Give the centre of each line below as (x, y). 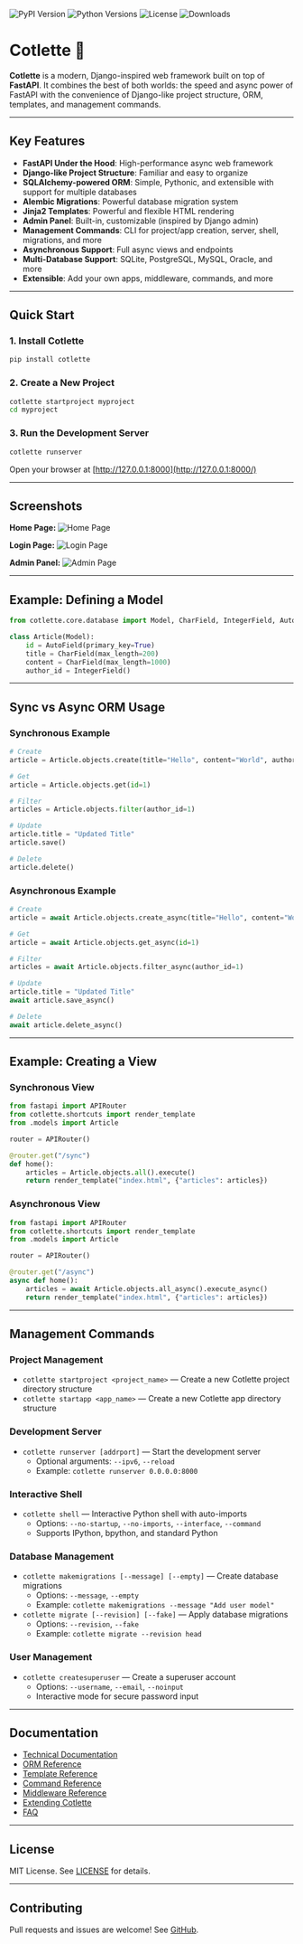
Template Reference (60, 1774)
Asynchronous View (55, 1204)
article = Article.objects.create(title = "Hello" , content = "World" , (139, 760)
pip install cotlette (50, 360)
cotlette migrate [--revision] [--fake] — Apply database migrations (155, 1615)
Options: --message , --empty (87, 1595)
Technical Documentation (70, 1755)
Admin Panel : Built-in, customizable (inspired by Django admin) (140, 221)
